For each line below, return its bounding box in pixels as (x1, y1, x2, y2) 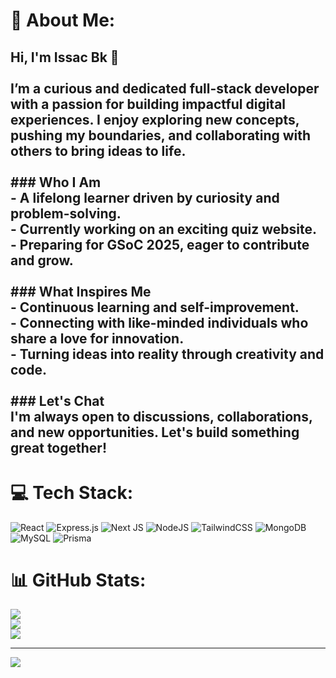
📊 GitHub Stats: (10, 569, 147, 591)
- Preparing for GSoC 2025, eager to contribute (10, 236, 310, 253)
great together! (10, 439, 107, 456)
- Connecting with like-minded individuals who (10, 314, 309, 331)
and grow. (10, 252, 74, 269)
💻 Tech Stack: (10, 481, 134, 504)
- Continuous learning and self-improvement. (10, 299, 300, 316)
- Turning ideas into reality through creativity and (10, 345, 325, 363)
